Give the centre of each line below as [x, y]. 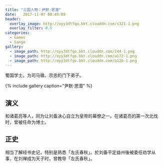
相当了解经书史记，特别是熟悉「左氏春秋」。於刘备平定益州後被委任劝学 [78, 152]
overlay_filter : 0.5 [31, 28]
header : [13, 19]
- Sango [18, 42]
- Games [18, 38]
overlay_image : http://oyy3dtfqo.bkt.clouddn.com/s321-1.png [75, 24]
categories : [17, 33]
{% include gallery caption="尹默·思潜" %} [49, 86]
